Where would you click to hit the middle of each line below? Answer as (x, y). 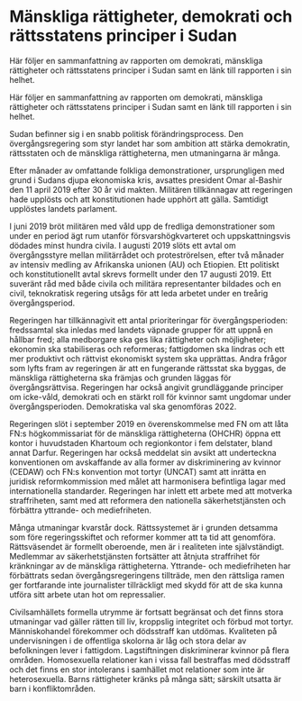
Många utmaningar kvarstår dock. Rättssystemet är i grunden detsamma (144, 527)
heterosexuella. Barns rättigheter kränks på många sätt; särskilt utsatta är (146, 678)
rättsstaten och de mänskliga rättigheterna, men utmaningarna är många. (145, 153)
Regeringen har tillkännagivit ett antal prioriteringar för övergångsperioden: (149, 320)
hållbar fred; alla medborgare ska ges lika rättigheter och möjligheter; (138, 339)
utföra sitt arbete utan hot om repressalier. (88, 594)
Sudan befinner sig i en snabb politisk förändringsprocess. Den (127, 133)
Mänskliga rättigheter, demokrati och (151, 17)
